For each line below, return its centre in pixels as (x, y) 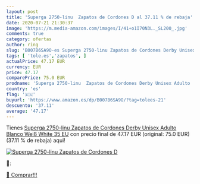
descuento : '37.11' (30, 105)
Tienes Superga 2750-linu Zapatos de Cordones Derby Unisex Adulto (91, 128)
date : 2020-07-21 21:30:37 (40, 23)
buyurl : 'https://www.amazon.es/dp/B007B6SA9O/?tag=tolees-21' (86, 100)
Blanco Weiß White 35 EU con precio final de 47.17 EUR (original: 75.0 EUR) (98, 134)
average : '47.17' (28, 111)
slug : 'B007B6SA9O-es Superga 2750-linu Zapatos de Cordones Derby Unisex (101, 50)
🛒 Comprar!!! (22, 175)
